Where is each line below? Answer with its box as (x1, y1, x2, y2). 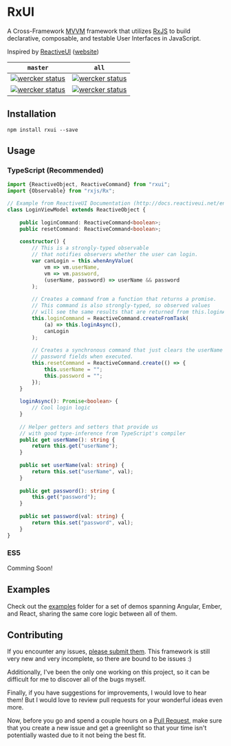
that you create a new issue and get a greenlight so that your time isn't (7, 724, 207, 732)
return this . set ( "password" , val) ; (32, 519, 134, 526)
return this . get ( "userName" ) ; (32, 442, 118, 450)
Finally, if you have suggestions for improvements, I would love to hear (7, 688, 207, 697)
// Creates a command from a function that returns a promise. (32, 296, 217, 303)
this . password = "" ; (43, 372, 103, 379)
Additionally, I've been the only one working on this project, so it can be (7, 668, 210, 677)
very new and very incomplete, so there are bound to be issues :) (7, 655, 192, 663)
